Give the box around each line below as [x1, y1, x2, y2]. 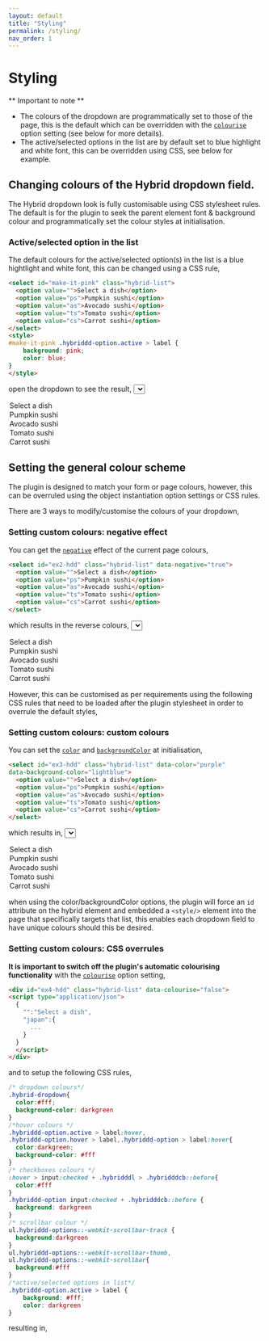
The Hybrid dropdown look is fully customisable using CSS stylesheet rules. [8, 200, 261, 208]
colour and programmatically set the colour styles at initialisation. [8, 216, 225, 226]
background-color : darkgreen [15, 1106, 114, 1114]
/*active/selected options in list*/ [8, 1279, 136, 1287]
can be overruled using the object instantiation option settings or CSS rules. [8, 490, 261, 501]
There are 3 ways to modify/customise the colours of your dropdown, [8, 507, 240, 516]
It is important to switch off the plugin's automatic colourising [8, 961, 221, 971]
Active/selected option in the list [8, 236, 139, 247]
